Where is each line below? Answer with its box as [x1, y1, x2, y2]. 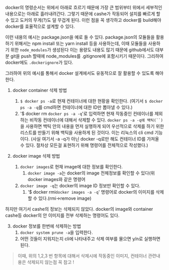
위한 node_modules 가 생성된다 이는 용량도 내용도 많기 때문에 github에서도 [10, 47, 155, 53]
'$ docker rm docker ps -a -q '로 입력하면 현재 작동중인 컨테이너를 [20, 111, 154, 116]
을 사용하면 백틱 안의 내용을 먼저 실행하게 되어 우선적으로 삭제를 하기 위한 [20, 123, 164, 129]
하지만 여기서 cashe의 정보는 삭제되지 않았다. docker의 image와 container [5, 206, 153, 212]
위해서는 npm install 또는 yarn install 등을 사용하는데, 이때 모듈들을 [14, 40, 147, 47]
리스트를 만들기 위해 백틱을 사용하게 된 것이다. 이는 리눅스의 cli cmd [20, 129, 154, 136]
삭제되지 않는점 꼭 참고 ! [27, 259, 75, 265]
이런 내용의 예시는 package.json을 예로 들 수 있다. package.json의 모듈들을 [5, 34, 155, 40]
